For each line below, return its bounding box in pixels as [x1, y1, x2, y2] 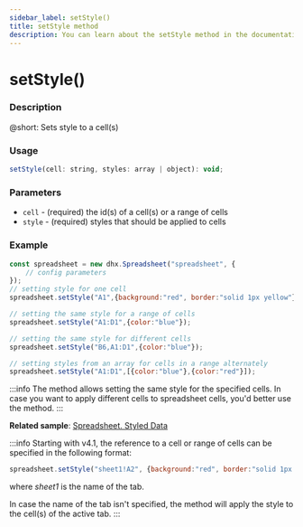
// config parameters [25, 268, 106, 277]
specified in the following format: [9, 447, 133, 458]
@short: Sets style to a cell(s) [9, 121, 119, 132]
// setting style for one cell [9, 285, 127, 294]
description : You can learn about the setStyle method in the [9, 30, 248, 39]
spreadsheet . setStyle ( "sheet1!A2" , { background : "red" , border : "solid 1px [9, 465, 293, 475]
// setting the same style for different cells [9, 334, 192, 343]
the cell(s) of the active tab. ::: [9, 508, 121, 520]
